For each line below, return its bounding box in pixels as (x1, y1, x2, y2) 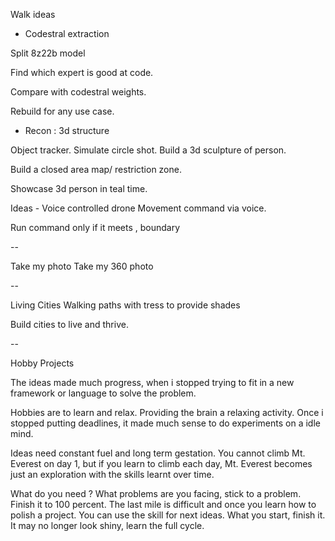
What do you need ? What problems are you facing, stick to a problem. (10, 488, 302, 499)
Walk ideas (10, 9, 56, 20)
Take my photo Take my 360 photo (10, 260, 154, 272)
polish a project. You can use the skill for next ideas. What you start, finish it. (10, 509, 326, 521)
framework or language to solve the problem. (10, 387, 197, 399)
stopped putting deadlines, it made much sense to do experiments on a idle (10, 417, 321, 429)
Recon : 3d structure (24, 125, 110, 136)
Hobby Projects (10, 357, 75, 369)
